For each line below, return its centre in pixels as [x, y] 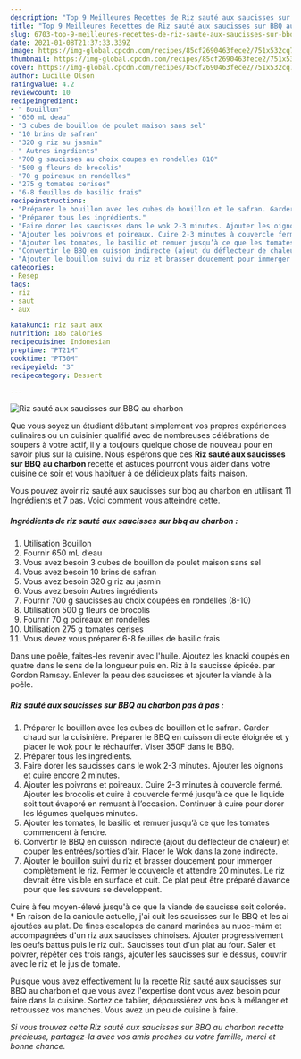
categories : [32, 268]
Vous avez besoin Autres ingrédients [91, 591]
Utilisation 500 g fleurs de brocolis [87, 610]
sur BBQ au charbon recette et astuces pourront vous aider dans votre [140, 464]
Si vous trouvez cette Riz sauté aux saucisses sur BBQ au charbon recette [147, 1028]
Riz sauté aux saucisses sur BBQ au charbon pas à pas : [117, 705]
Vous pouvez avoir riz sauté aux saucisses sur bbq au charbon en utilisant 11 [151, 491]
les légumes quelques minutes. [80, 814]
